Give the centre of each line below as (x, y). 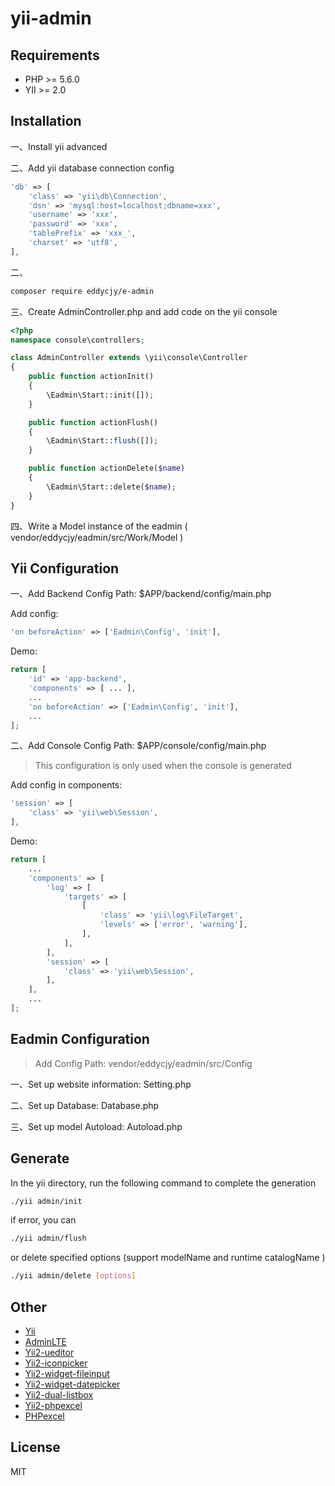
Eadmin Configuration (80, 1039)
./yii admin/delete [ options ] (73, 1276)
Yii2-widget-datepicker (72, 1384)
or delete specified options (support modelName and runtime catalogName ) (168, 1258)
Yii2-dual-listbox (59, 1394)
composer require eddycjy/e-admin (82, 291)
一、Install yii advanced (59, 146)
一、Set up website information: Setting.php (101, 1084)
